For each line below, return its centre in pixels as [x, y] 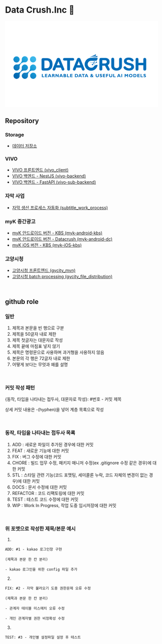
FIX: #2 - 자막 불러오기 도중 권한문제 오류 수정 [48, 588]
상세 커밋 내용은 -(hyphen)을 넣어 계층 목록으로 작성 [55, 410]
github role [22, 302]
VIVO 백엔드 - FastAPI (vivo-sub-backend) [54, 182]
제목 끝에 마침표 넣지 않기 [36, 346]
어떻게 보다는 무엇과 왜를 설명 [40, 364]
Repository [22, 121]
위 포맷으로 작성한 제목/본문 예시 [40, 529]
